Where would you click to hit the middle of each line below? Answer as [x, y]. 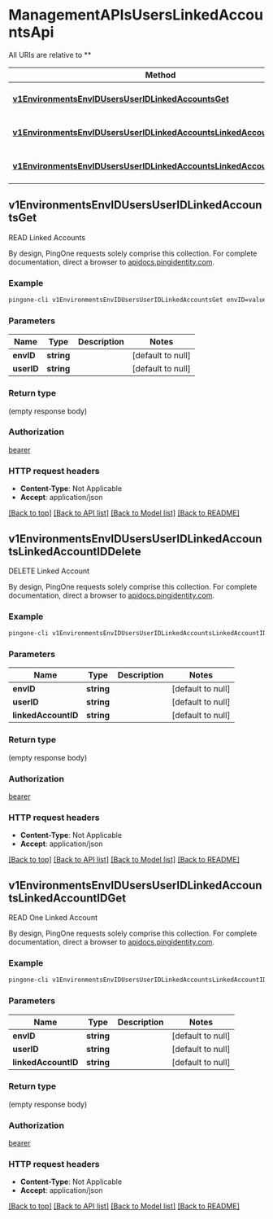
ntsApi [31, 32]
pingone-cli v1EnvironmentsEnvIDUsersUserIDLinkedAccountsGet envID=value [138, 300]
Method [160, 75]
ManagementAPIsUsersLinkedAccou [136, 15]
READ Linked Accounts [47, 237]
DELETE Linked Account [49, 571]
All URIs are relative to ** [50, 55]
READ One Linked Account [53, 918]
